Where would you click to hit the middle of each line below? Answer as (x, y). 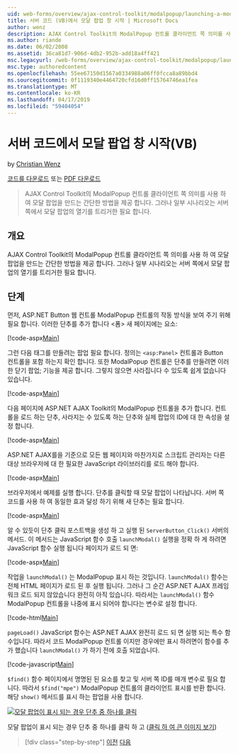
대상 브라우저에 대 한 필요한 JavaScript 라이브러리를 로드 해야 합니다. (103, 464)
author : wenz (27, 27)
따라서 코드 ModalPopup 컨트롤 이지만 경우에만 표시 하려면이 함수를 (127, 641)
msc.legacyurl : (30, 60)
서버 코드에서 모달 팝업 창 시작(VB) (102, 144)
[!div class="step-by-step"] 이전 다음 (78, 742)
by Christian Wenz (34, 163)
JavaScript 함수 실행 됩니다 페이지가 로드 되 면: (73, 548)
